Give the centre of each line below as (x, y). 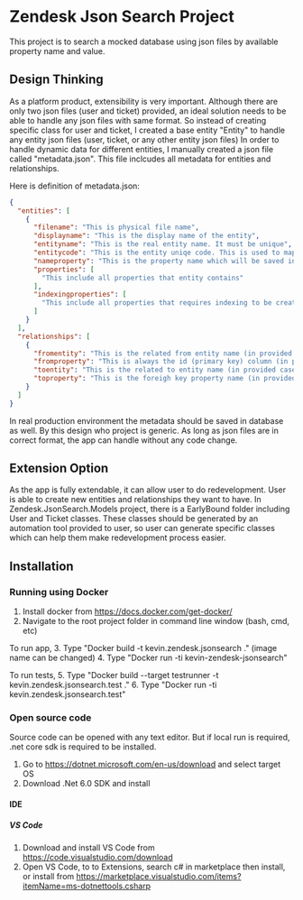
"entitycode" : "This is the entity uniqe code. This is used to (156, 253)
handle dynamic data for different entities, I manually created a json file (141, 149)
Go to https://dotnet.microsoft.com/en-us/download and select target (151, 765)
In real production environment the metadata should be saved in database (147, 420)
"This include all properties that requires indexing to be (157, 303)
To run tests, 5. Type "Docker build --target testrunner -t (114, 675)
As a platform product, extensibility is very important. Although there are (143, 101)
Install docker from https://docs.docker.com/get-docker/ (127, 611)
